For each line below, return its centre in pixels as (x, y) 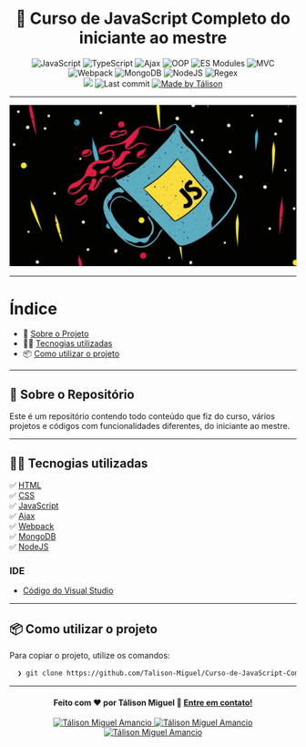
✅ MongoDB (33, 536)
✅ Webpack (32, 526)
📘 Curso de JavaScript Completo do (153, 19)
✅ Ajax (22, 516)
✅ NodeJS (29, 547)
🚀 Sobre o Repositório (72, 394)
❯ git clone (41, 673)
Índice (33, 308)
